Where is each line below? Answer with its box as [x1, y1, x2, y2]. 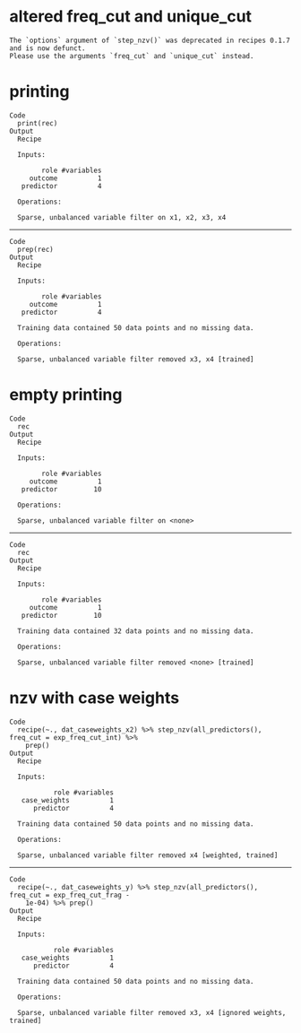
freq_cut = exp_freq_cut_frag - [9, 890, 130, 899]
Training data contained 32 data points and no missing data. [17, 626, 254, 636]
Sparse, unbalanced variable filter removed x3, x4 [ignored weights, [17, 1008, 287, 1017]
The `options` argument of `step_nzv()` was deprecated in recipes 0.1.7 [9, 36, 291, 45]
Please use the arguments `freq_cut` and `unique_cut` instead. [9, 51, 254, 60]
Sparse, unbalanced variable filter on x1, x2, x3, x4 [17, 213, 227, 221]
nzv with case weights [9, 688, 180, 707]
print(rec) [17, 118, 58, 127]
